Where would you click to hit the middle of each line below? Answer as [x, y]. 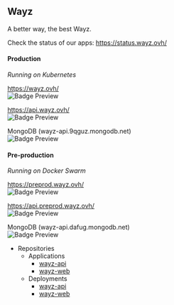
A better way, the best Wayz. [50, 28]
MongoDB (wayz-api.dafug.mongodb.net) [69, 228]
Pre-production [31, 155]
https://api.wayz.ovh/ [38, 110]
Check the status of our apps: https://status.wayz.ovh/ [87, 43]
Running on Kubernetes [42, 75]
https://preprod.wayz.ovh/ [46, 185]
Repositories [36, 249]
